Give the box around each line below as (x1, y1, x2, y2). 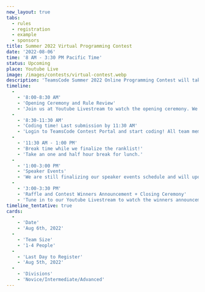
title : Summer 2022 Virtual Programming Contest (6, 43, 132, 50)
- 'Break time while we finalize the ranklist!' (17, 145, 143, 152)
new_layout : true (6, 9, 51, 15)
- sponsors (12, 37, 40, 43)
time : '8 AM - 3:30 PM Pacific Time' (6, 54, 103, 61)
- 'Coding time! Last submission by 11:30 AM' (17, 123, 138, 129)
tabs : (6, 15, 20, 21)
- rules (12, 20, 32, 26)
